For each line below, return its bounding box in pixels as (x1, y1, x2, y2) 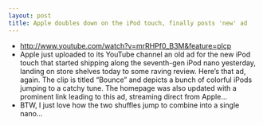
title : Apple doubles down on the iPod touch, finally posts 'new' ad (8, 19, 248, 27)
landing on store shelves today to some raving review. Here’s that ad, (19, 66, 246, 76)
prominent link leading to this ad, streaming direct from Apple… (19, 92, 227, 101)
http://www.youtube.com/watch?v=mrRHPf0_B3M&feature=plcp (19, 41, 232, 50)
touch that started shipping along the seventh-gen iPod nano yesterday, (19, 57, 257, 68)
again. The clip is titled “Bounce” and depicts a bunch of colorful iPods (19, 75, 253, 84)
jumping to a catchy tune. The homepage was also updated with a (19, 83, 237, 92)
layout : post (8, 11, 52, 20)
